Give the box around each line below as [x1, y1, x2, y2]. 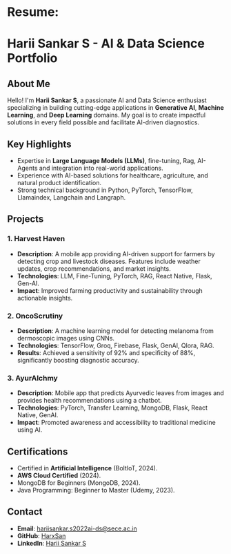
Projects [7, 213, 44, 225]
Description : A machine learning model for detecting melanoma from [17, 326, 214, 335]
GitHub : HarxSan [17, 531, 66, 539]
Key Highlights [7, 138, 72, 150]
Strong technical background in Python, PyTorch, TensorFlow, [17, 186, 193, 194]
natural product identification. [17, 179, 102, 187]
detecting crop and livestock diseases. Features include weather [17, 257, 201, 265]
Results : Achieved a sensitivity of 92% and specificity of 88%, [17, 348, 196, 356]
